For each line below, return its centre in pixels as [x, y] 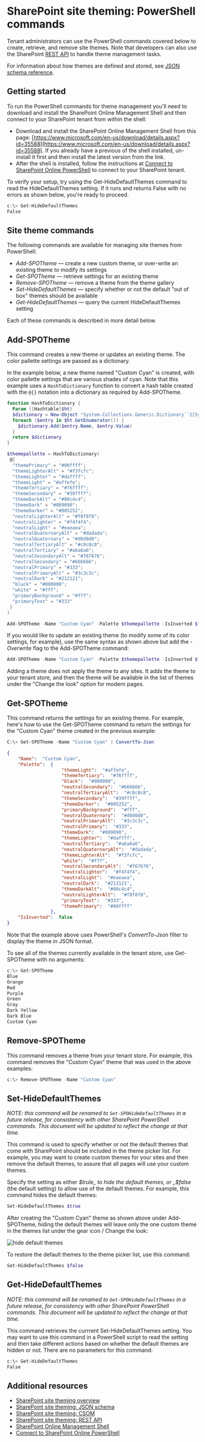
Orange [15, 982]
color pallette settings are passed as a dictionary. [68, 361]
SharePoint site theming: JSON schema [65, 1407]
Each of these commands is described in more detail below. [82, 321]
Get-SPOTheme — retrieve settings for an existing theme [87, 276]
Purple [15, 993]
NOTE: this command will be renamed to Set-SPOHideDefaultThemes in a [96, 1113]
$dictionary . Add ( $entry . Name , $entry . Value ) [75, 426]
